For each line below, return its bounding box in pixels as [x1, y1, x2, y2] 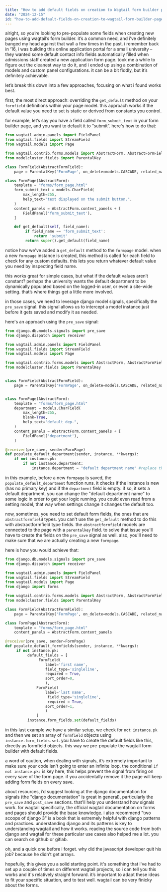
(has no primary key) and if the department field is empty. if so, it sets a [5, 485, 150, 491]
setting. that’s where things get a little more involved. [5, 289, 113, 295]
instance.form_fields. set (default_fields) [27, 718, 117, 723]
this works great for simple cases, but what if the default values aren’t [5, 273, 148, 279]
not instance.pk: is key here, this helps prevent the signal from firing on [5, 768, 154, 774]
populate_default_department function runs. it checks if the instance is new [5, 480, 160, 486]
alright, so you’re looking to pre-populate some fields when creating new [5, 30, 154, 36]
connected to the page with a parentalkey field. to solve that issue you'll [5, 527, 153, 533]
